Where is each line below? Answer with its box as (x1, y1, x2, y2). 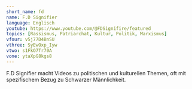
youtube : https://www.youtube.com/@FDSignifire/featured (6, 25, 151, 32)
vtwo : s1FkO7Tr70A (6, 48, 52, 54)
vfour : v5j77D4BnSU (6, 36, 55, 42)
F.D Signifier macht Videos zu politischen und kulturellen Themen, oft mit (6, 69, 187, 76)
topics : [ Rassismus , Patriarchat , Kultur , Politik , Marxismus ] (6, 31, 167, 37)
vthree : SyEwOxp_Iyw (6, 42, 58, 48)
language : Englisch (6, 20, 55, 26)
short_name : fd (6, 8, 44, 15)
